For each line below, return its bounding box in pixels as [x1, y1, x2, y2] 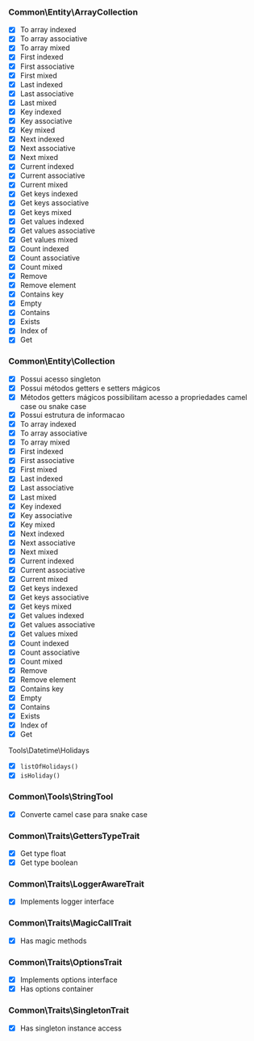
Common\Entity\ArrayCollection [8, 6, 139, 18]
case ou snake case [19, 401, 87, 411]
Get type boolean [19, 858, 78, 867]
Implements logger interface [19, 896, 115, 907]
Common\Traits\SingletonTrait [8, 1005, 129, 1016]
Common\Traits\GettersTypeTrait [8, 830, 140, 841]
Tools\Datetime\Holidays [8, 746, 90, 756]
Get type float [19, 849, 66, 858]
